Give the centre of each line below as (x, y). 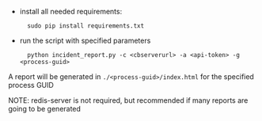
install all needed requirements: (71, 11)
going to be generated (45, 109)
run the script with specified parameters (85, 40)
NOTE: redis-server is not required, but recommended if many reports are (128, 100)
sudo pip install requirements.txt (86, 26)
